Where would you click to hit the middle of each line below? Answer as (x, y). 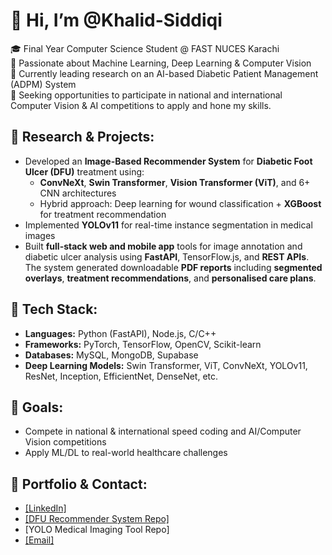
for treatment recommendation (103, 214)
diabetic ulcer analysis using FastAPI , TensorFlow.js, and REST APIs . (167, 256)
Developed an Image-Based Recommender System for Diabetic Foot (168, 161)
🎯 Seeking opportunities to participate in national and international (146, 95)
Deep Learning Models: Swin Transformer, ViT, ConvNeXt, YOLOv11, (166, 365)
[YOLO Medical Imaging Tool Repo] (97, 530)
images (40, 235)
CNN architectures (78, 193)
